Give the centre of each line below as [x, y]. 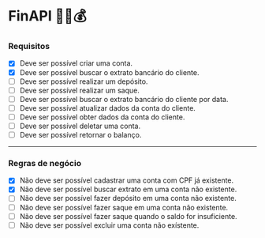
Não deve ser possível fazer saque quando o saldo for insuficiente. [129, 216]
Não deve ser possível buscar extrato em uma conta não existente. [128, 189]
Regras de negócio [45, 163]
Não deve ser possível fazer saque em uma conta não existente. [124, 207]
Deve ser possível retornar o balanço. [80, 134]
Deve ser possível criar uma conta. [76, 63]
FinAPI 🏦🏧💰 [47, 16]
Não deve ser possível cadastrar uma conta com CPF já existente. [127, 180]
